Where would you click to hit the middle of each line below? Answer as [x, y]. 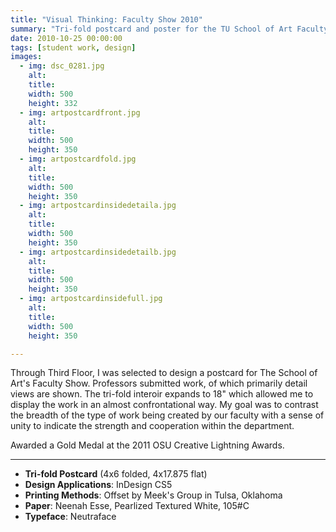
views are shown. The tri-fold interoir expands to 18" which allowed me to [162, 394]
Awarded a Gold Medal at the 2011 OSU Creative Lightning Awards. [147, 445]
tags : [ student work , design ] [73, 47]
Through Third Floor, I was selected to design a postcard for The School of [164, 373]
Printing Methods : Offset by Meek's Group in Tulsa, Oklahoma [153, 495]
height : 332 [53, 103]
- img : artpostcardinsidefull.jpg [91, 299]
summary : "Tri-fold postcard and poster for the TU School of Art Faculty [169, 29]
